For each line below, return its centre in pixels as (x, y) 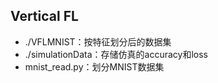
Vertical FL (44, 16)
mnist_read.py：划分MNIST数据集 (94, 66)
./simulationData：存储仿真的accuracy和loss (116, 54)
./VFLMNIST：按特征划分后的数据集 (98, 41)
